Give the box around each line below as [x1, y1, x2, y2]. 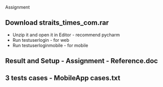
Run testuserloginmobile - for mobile [12, 42, 89, 48]
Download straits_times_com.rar [5, 18, 109, 27]
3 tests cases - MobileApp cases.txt [5, 74, 120, 82]
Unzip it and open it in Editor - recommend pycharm [12, 32, 120, 38]
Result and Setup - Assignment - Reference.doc [5, 57, 158, 65]
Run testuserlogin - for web [12, 37, 69, 43]
